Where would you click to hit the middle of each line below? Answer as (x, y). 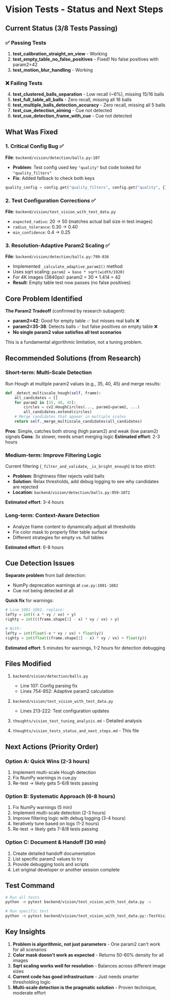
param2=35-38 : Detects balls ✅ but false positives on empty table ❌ (85, 326)
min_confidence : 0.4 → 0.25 (41, 232)
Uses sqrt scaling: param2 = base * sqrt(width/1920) (69, 272)
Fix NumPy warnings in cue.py (45, 778)
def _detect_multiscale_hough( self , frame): (53, 393)
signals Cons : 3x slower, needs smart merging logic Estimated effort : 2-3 (83, 436)
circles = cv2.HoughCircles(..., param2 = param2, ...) (82, 407)
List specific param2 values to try (48, 858)
